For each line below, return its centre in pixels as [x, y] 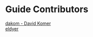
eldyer [12, 28]
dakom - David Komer [28, 23]
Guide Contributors [47, 9]
